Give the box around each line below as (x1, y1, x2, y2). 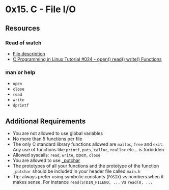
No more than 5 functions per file (12, 135, 82, 142)
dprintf (12, 103, 29, 108)
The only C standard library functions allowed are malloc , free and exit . (12, 141, 164, 147)
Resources (5, 24, 40, 33)
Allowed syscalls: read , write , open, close (12, 152, 101, 158)
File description (12, 50, 46, 57)
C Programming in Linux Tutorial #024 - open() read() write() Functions (12, 56, 162, 62)
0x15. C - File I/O (5, 4, 76, 15)
